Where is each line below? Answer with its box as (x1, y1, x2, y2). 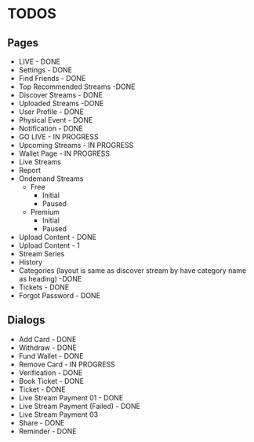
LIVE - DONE (18, 57, 60, 66)
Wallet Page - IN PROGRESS (18, 149, 111, 158)
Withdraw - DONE (18, 343, 78, 352)
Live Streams (18, 157, 62, 166)
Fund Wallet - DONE (18, 351, 84, 360)
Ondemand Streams (18, 174, 84, 183)
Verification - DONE (18, 367, 83, 378)
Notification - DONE (18, 123, 84, 133)
